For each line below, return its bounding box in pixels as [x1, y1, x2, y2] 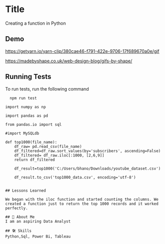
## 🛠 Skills [5, 228, 32, 233]
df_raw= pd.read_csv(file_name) [14, 144, 82, 149]
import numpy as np [5, 105, 46, 110]
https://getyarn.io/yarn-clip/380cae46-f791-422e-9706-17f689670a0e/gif [5, 48, 159, 54]
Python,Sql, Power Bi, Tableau [5, 234, 71, 239]
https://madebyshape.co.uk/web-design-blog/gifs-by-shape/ [5, 58, 132, 64]
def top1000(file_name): [5, 140, 57, 145]
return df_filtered [14, 157, 55, 162]
